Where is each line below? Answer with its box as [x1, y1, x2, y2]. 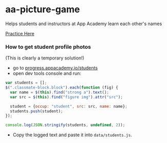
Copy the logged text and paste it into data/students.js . [12, 132, 132, 138]
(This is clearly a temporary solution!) [5, 55, 85, 61]
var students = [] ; [5, 80, 47, 86]
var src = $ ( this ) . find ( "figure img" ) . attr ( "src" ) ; [10, 94, 123, 99]
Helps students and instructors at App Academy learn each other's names [5, 21, 162, 27]
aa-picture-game [5, 4, 80, 15]
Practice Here [5, 30, 34, 36]
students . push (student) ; [10, 109, 63, 114]
